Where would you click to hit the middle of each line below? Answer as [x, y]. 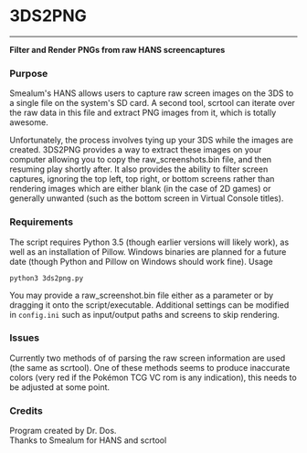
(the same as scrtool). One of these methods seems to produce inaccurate [150, 367]
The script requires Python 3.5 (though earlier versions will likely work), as [149, 242]
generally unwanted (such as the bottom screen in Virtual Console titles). [147, 198]
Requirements [42, 222]
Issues [25, 338]
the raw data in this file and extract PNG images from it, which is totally [143, 113]
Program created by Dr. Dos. [63, 431]
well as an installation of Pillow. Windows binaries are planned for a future [148, 251]
